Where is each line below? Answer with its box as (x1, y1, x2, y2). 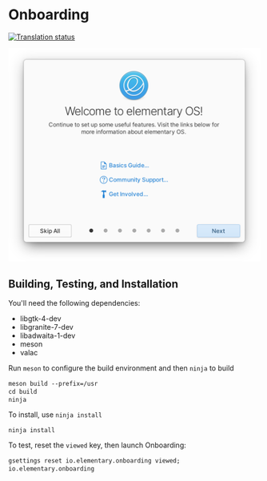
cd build (8, 387, 38, 395)
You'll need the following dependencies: (8, 298, 141, 307)
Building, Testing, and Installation (8, 277, 178, 291)
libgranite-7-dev (19, 322, 74, 331)
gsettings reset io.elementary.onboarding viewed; (8, 456, 181, 465)
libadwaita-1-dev (19, 331, 76, 340)
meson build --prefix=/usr (8, 379, 98, 387)
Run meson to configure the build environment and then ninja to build (8, 363, 234, 373)
